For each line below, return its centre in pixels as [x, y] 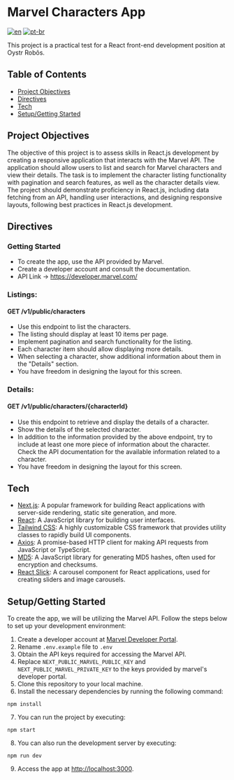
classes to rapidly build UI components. [74, 535]
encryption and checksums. [57, 565]
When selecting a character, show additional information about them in [119, 357]
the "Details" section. [48, 364]
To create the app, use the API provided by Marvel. [90, 262]
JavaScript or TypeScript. [54, 550]
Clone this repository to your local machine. [80, 684]
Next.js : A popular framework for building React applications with [111, 505]
